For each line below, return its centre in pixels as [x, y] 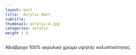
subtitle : [16, 19]
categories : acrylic [27, 28]
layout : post [19, 10]
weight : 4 [17, 33]
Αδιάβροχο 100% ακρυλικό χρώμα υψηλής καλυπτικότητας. [68, 47]
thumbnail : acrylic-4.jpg [32, 24]
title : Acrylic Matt [28, 14]
